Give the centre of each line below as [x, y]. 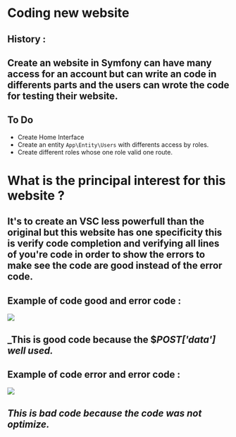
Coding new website [68, 13]
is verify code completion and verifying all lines [113, 244]
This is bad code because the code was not [105, 413]
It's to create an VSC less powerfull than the [106, 221]
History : [27, 39]
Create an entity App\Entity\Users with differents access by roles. [113, 144]
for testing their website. [63, 96]
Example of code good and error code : [94, 300]
